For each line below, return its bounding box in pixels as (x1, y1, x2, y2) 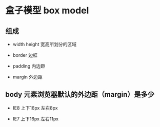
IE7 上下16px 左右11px (12, 116, 59, 122)
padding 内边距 (12, 63, 45, 69)
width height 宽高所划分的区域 (12, 41, 77, 47)
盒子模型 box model (5, 5, 89, 16)
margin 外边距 (12, 74, 43, 80)
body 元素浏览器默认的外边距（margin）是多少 (5, 90, 155, 99)
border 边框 (12, 52, 37, 58)
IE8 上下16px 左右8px (12, 104, 58, 111)
